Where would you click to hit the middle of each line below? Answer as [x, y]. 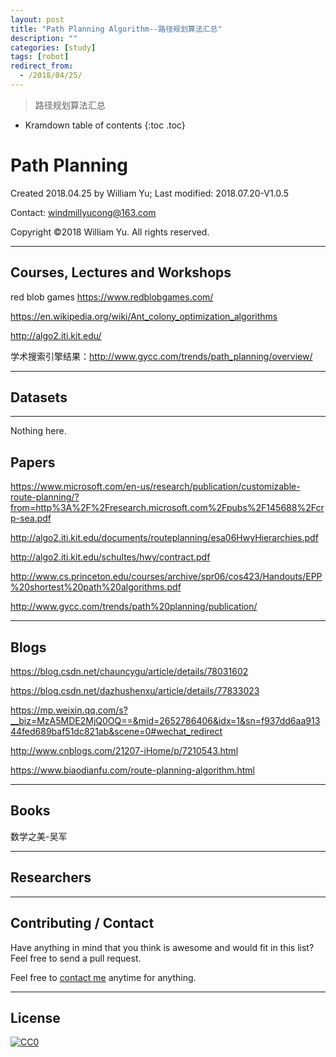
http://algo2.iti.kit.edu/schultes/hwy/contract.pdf [110, 557]
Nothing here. [38, 431]
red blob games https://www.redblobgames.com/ [112, 297]
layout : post [37, 19]
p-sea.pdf [31, 518]
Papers [33, 462]
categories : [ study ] [53, 47]
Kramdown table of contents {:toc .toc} [105, 125]
